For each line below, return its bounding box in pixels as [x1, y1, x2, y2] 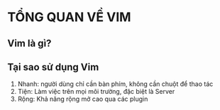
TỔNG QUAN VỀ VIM [7, 9, 131, 25]
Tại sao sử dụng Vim [7, 61, 99, 73]
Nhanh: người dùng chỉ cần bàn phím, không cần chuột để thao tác [17, 80, 214, 88]
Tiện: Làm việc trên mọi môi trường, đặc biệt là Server [17, 87, 175, 96]
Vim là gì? [7, 37, 52, 49]
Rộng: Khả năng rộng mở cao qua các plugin [17, 94, 148, 104]
